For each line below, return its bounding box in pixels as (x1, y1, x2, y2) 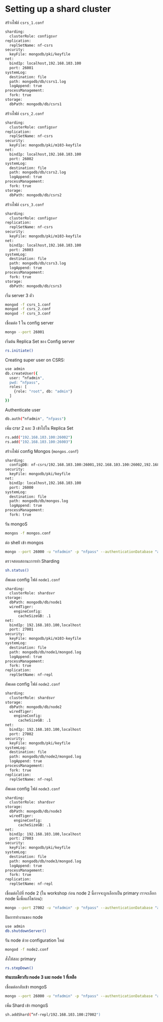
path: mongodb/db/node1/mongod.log (9, 650, 81, 654)
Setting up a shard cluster (5, 3, 111, 15)
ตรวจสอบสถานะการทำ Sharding (5, 558, 60, 564)
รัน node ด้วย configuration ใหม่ (5, 937, 65, 943)
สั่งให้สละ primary (5, 956, 36, 962)
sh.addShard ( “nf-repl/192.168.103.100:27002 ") (5, 1012, 101, 1017)
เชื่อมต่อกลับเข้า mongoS (5, 984, 47, 990)
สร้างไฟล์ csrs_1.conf (5, 19, 45, 25)
